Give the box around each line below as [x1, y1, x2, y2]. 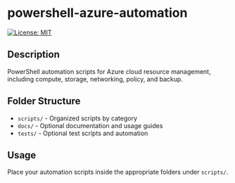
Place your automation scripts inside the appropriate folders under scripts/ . [7, 168, 229, 177]
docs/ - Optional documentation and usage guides [17, 121, 163, 130]
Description [7, 49, 60, 61]
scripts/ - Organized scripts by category [17, 114, 138, 122]
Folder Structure [7, 95, 81, 107]
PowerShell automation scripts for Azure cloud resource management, [7, 67, 211, 75]
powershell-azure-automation [7, 5, 188, 21]
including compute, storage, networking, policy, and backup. [7, 75, 183, 83]
